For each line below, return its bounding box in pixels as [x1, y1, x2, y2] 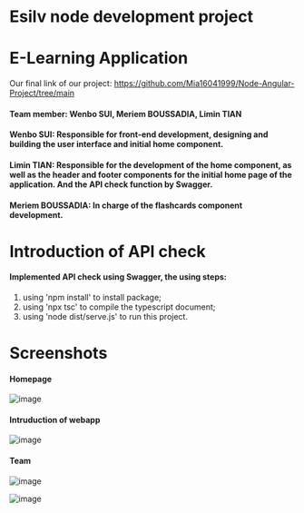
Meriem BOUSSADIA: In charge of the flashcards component [9, 200, 243, 211]
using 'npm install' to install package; [22, 291, 162, 302]
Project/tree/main [9, 88, 75, 99]
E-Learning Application [9, 48, 189, 69]
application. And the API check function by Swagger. [9, 179, 213, 190]
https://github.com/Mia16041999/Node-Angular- [113, 78, 295, 89]
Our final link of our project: [9, 78, 113, 89]
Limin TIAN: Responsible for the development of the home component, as [9, 159, 292, 170]
